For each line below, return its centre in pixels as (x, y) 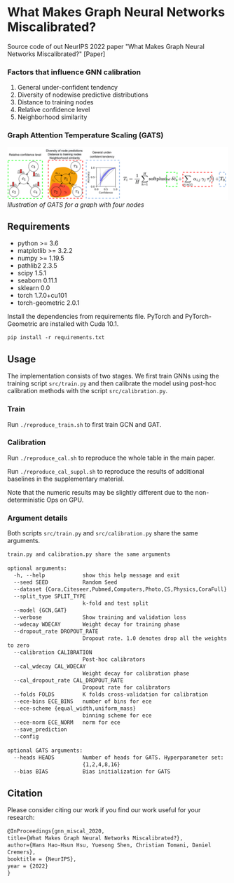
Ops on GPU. (65, 500)
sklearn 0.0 (34, 288)
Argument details (37, 518)
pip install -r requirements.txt (56, 338)
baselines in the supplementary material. (66, 479)
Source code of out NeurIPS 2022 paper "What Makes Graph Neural (106, 46)
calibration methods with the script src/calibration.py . (88, 391)
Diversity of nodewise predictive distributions (83, 95)
